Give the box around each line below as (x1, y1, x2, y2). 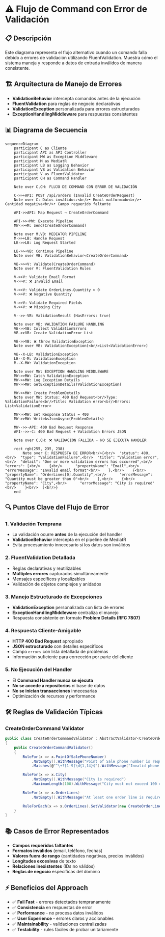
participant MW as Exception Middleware (14, 154, 98, 159)
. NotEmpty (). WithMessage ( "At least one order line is (31, 795, 144, 800)
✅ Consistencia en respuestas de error (12, 904, 92, 910)
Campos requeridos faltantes (12, 843, 74, 849)
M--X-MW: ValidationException (14, 360, 76, 365)
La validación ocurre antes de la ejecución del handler (12, 532, 123, 537)
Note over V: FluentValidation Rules (14, 266, 91, 271)
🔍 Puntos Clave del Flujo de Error (5, 503, 109, 511)
